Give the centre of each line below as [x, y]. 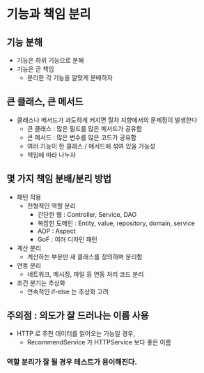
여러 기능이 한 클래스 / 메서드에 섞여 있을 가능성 [91, 146]
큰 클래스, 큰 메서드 [45, 102]
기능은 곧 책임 [35, 69]
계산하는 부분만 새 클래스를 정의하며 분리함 [85, 257]
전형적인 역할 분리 [51, 206]
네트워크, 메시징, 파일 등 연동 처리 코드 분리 [85, 274]
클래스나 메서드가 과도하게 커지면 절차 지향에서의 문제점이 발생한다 [107, 120]
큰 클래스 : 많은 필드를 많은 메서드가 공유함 [85, 128]
